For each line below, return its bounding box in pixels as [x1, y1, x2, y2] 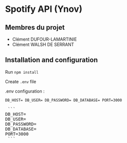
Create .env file [5, 78, 36, 85]
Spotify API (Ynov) [5, 3, 83, 15]
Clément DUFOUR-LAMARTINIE [12, 36, 77, 42]
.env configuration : [5, 88, 45, 94]
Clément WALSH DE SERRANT [12, 42, 74, 48]
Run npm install [5, 69, 39, 75]
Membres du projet [5, 23, 65, 32]
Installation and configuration [5, 56, 98, 64]
